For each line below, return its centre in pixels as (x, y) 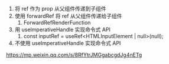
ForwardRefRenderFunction (57, 23)
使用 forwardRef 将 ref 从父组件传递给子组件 (68, 16)
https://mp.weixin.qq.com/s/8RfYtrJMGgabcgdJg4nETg (74, 55)
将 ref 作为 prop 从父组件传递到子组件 (60, 9)
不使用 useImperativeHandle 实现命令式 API (68, 43)
